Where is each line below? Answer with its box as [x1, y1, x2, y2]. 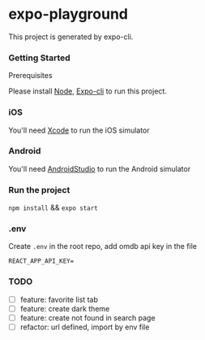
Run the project [8, 184, 70, 195]
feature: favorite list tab [19, 294, 99, 304]
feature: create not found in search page [19, 312, 156, 322]
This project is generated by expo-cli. [8, 32, 134, 41]
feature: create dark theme [19, 303, 110, 313]
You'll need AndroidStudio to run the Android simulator [8, 163, 191, 173]
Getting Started [8, 52, 70, 63]
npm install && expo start [8, 203, 99, 212]
